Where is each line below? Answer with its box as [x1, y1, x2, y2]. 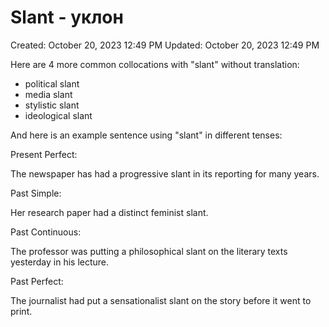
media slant [24, 88, 73, 100]
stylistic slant [24, 99, 80, 111]
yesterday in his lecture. [10, 256, 110, 268]
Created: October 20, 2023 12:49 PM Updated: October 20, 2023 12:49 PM [10, 39, 320, 51]
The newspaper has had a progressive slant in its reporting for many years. [10, 167, 320, 180]
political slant [24, 77, 80, 90]
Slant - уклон [10, 6, 124, 29]
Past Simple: [10, 187, 62, 199]
